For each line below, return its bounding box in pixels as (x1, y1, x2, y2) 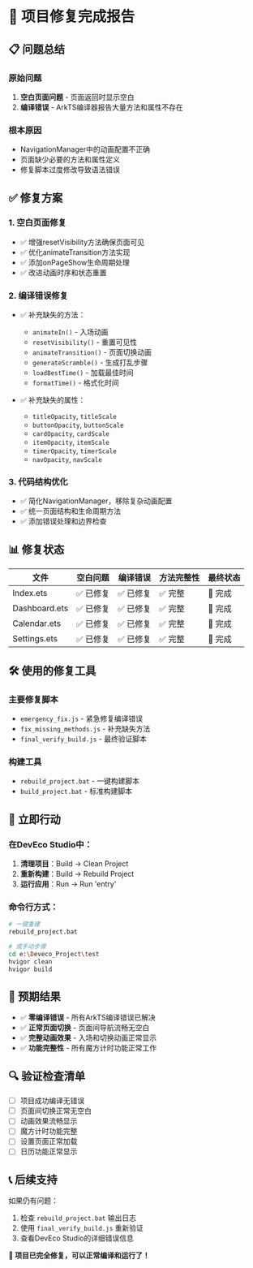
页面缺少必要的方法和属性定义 (19, 155, 120, 165)
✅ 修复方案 (8, 191, 63, 205)
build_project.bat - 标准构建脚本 (19, 787, 132, 796)
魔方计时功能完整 (19, 1126, 78, 1136)
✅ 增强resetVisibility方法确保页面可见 (19, 237, 145, 247)
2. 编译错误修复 (8, 290, 69, 301)
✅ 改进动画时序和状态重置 (19, 267, 107, 277)
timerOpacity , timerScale (32, 446, 118, 455)
